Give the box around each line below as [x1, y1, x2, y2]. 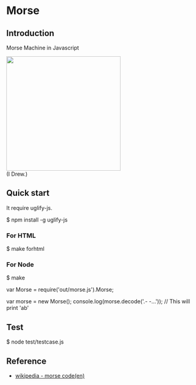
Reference [6, 356, 47, 366]
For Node [6, 261, 35, 269]
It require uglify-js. [6, 204, 53, 211]
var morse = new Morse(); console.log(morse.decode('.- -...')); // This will [6, 298, 191, 305]
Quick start [6, 188, 50, 198]
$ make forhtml [6, 245, 44, 253]
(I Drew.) [6, 170, 28, 178]
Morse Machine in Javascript [6, 44, 79, 51]
